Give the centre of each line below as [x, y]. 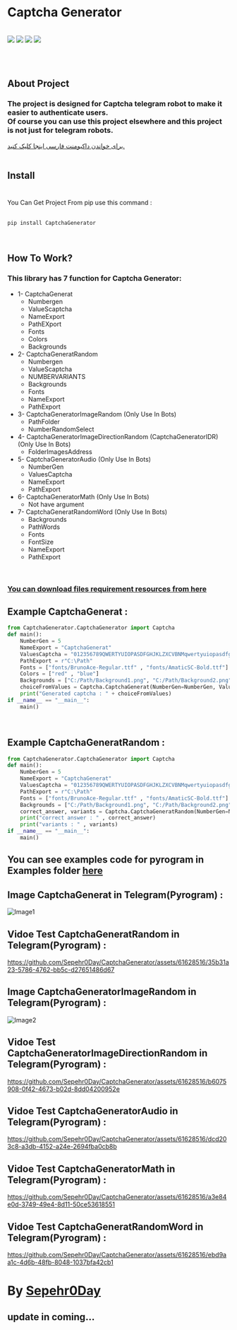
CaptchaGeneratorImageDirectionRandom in [108, 1053]
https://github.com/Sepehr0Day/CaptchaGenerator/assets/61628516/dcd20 [117, 1139]
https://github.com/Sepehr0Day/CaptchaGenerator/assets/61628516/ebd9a [117, 1255]
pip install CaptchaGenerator [52, 223]
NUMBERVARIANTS [57, 376]
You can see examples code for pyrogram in [106, 860]
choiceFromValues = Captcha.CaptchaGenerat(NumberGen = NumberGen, [118, 687]
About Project [38, 84]
